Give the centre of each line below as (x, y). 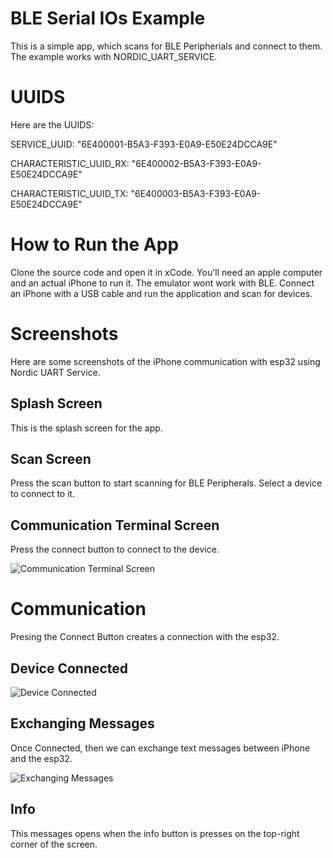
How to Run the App (95, 244)
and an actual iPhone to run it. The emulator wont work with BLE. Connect (162, 283)
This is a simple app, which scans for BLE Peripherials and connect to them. (166, 46)
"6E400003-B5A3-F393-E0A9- (196, 193)
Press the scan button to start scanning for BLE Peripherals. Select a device (166, 483)
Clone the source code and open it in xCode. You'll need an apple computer (166, 272)
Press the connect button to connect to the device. (115, 549)
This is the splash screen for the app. (86, 428)
